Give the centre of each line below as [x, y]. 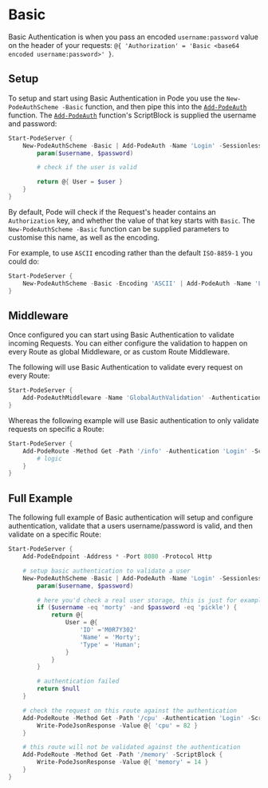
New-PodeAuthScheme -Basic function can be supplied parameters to [119, 228]
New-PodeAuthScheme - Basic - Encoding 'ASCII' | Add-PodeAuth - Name [137, 283]
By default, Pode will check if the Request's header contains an [112, 212]
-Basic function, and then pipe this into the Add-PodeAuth [154, 106]
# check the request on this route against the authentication [130, 711]
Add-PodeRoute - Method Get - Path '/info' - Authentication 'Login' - [139, 451]
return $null [59, 689]
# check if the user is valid [87, 168]
